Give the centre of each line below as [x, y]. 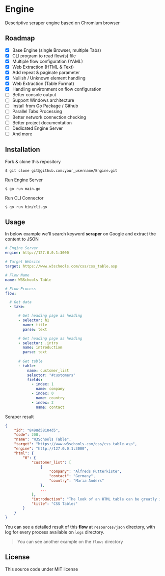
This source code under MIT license [41, 569]
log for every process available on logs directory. [55, 532]
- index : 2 [42, 403]
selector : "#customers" [51, 375]
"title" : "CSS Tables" [55, 504]
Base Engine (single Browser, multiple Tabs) [57, 50]
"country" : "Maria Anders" [77, 481]
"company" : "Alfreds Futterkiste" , [85, 472]
